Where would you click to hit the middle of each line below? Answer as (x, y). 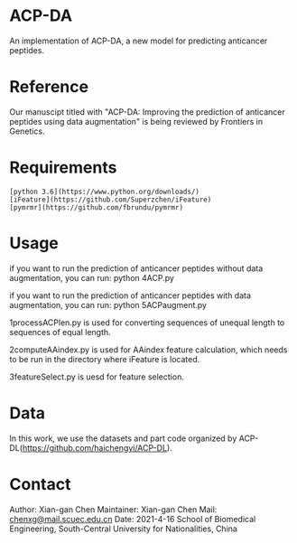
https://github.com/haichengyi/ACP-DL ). (97, 447)
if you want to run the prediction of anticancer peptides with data (130, 295)
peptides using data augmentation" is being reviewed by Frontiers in (136, 121)
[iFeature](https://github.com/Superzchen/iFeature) (111, 200)
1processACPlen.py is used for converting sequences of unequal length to (147, 323)
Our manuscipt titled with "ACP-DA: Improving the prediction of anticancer (148, 112)
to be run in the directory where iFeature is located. (105, 359)
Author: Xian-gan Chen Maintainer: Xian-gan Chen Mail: (113, 509)
